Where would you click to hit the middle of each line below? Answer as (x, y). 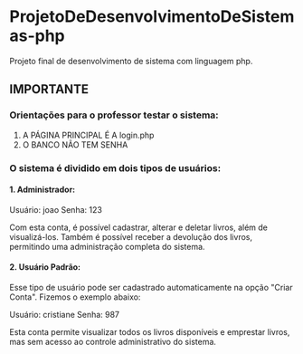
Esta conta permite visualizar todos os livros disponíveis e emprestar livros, (150, 331)
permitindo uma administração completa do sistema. (107, 246)
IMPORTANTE (49, 89)
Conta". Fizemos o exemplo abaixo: (75, 297)
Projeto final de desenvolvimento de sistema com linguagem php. (131, 61)
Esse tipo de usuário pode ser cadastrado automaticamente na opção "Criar (151, 287)
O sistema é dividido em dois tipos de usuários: (115, 167)
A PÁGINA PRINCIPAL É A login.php (88, 135)
